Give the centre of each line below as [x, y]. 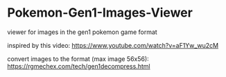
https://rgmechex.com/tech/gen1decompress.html [79, 66]
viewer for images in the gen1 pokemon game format [82, 32]
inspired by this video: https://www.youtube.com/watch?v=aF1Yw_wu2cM [113, 45]
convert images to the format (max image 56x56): [78, 59]
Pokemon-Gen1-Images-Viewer [100, 13]
